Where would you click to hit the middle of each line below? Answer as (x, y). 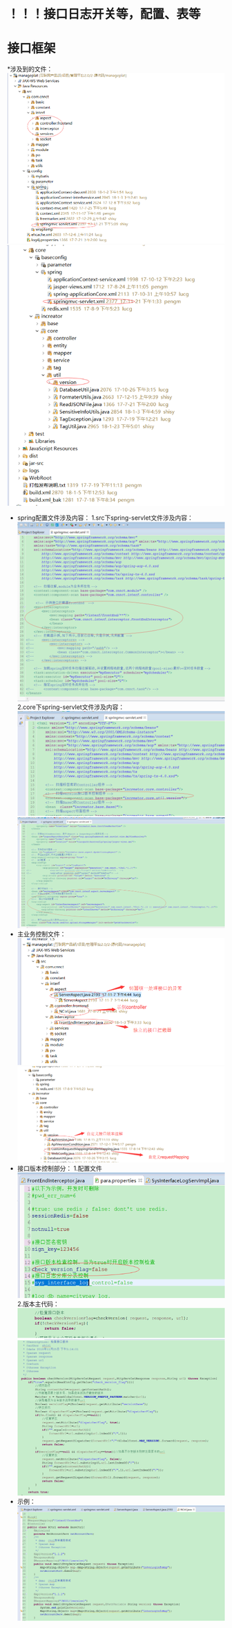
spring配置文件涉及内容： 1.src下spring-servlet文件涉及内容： (105, 518)
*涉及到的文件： (30, 69)
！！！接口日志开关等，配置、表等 (104, 14)
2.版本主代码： (38, 1304)
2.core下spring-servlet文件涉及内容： (71, 707)
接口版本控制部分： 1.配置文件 (59, 1169)
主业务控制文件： (41, 934)
